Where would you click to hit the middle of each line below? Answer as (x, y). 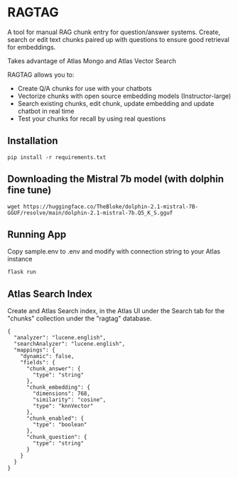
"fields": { (38, 363)
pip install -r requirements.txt (57, 157)
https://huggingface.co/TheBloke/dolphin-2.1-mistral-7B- (111, 207)
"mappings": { (34, 350)
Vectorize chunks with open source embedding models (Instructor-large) (124, 96)
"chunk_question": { (56, 438)
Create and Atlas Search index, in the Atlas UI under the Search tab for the (116, 311)
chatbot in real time (46, 111)
